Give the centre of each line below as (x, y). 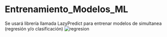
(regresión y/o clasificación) (34, 28)
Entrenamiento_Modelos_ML (66, 9)
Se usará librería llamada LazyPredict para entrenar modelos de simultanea (83, 23)
